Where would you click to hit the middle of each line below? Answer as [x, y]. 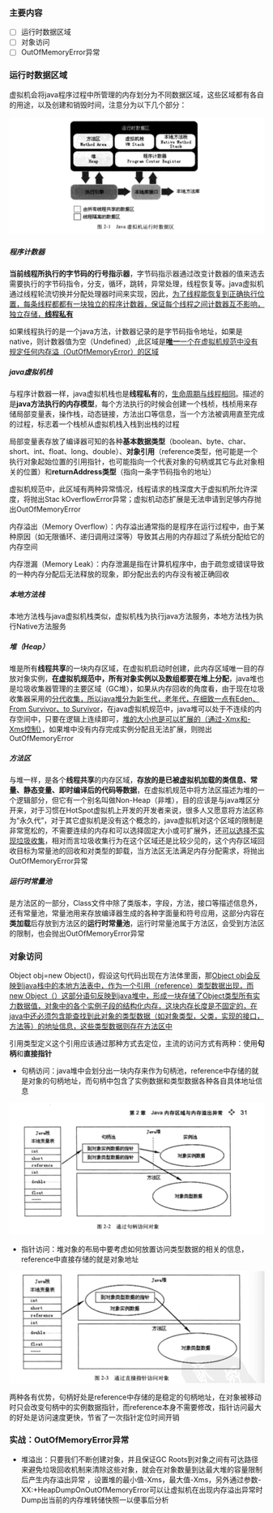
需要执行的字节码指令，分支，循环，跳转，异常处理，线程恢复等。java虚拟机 [136, 284]
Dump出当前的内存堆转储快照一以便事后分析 [95, 1500]
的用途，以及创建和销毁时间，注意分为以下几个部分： [98, 105]
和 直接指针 [34, 1054]
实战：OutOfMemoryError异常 [69, 1440]
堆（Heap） [29, 646]
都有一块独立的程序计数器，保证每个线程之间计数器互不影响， [162, 304]
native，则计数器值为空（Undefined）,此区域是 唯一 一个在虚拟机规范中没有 [134, 341]
